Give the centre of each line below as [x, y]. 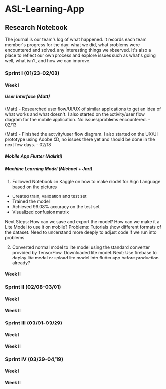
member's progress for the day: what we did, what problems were [73, 45]
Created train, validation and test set [49, 196]
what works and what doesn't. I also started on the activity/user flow [75, 114]
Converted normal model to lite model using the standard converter [81, 247]
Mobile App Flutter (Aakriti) [34, 156]
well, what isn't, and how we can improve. [48, 60]
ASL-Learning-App [45, 9]
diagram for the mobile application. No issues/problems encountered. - [78, 120]
